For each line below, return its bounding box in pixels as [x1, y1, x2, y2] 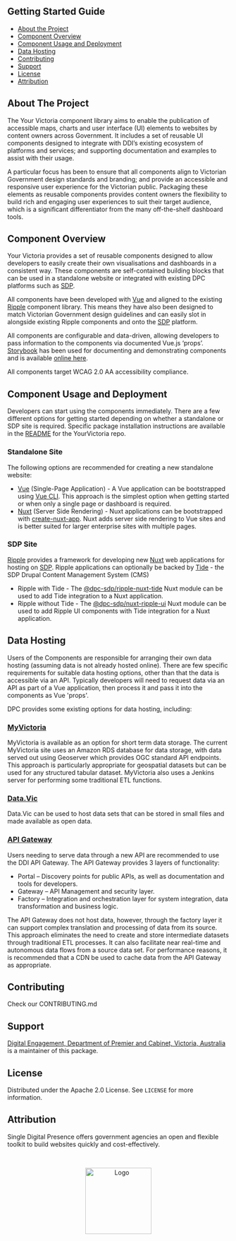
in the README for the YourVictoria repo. [7, 429, 127, 438]
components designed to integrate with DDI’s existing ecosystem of [7, 138, 204, 147]
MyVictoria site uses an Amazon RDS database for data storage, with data [7, 745, 222, 754]
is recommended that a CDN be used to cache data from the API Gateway [7, 953, 222, 961]
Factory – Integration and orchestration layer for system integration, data [17, 894, 229, 903]
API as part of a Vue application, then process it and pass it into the [7, 683, 203, 691]
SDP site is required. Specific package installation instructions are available [7, 422, 225, 430]
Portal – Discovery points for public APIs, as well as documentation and [17, 872, 225, 880]
